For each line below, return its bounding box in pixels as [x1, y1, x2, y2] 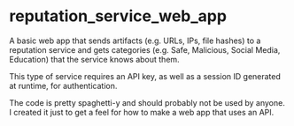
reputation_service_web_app [9, 6, 228, 26]
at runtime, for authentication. [9, 80, 118, 91]
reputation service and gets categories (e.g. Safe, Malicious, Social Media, [9, 44, 281, 55]
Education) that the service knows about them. [9, 54, 180, 64]
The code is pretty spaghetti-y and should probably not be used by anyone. [9, 97, 285, 107]
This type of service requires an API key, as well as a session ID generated [9, 70, 282, 81]
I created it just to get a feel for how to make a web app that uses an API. [9, 107, 275, 117]
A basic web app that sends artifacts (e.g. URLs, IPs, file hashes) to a [9, 35, 261, 46]
